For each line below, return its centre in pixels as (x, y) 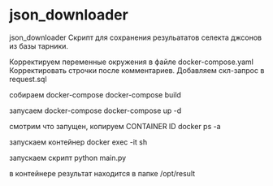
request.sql (28, 79)
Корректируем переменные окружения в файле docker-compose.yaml (132, 62)
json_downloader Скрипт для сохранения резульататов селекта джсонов (136, 37)
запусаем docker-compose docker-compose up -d (95, 110)
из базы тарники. (39, 45)
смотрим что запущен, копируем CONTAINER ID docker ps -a (115, 126)
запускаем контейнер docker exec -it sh (78, 142)
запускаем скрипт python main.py (68, 158)
